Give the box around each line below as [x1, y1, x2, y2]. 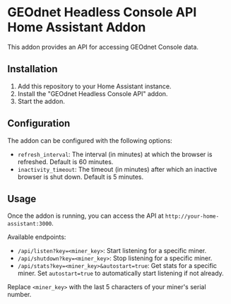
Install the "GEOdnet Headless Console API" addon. [17, 89, 168, 98]
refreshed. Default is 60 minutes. [17, 157, 114, 166]
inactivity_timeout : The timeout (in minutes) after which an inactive [17, 165, 218, 173]
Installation [7, 63, 58, 75]
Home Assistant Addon [7, 19, 146, 35]
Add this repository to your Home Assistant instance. [17, 82, 172, 90]
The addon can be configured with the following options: [7, 136, 173, 145]
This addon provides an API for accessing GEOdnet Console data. [7, 42, 199, 51]
